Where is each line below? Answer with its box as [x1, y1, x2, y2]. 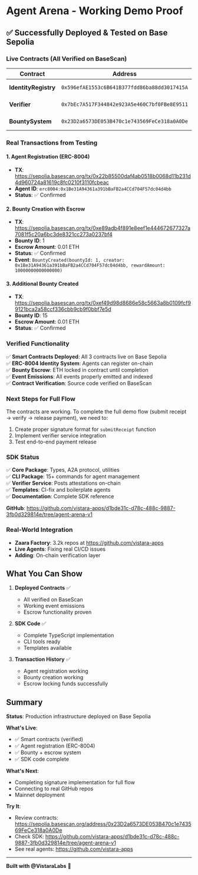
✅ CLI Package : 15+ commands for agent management [6, 473, 140, 480]
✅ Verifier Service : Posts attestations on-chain [6, 479, 121, 487]
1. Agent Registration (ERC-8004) [6, 153, 90, 160]
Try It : [6, 803, 21, 810]
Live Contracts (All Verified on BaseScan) [6, 54, 127, 63]
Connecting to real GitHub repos [14, 785, 94, 792]
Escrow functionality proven [23, 608, 92, 616]
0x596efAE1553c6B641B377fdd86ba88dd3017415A [61, 84, 189, 91]
